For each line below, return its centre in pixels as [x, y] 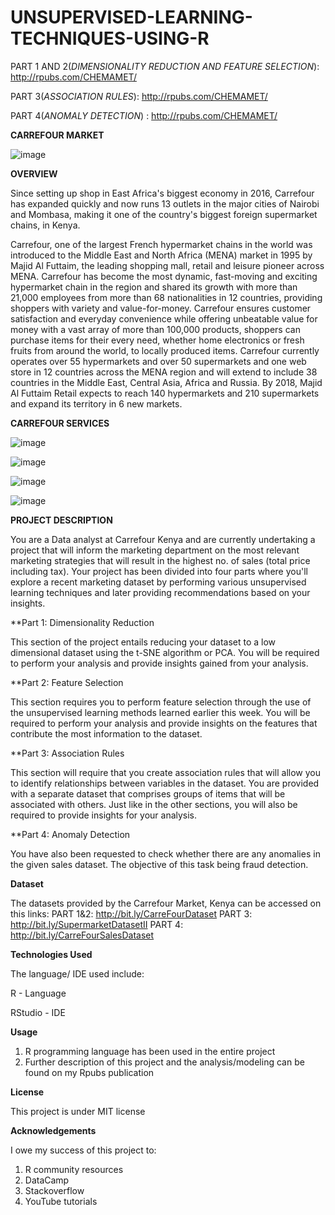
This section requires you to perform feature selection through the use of [161, 702]
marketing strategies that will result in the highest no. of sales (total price [160, 560]
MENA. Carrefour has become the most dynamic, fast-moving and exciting [164, 276]
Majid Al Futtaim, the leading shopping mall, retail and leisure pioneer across [167, 265]
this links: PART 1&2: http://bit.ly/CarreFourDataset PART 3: [131, 913]
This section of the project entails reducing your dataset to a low [143, 642]
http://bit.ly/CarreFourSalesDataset [82, 935]
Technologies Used [51, 954]
